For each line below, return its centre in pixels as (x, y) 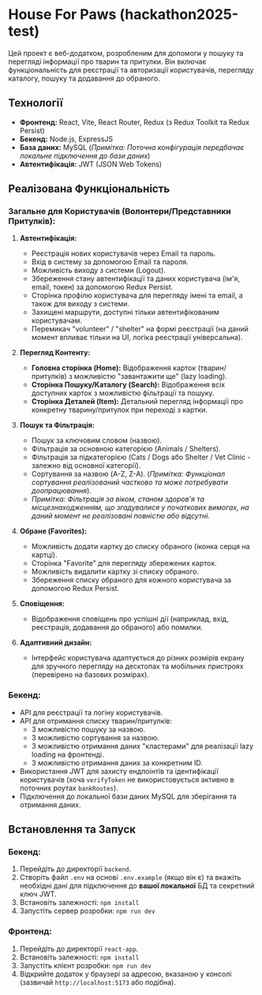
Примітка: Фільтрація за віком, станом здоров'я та (118, 499)
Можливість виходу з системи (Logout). (98, 271)
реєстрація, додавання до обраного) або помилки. (117, 627)
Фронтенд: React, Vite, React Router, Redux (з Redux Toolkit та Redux (135, 122)
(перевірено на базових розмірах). (90, 675)
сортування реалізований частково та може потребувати (130, 482)
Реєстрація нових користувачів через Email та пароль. (124, 253)
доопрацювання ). (62, 491)
